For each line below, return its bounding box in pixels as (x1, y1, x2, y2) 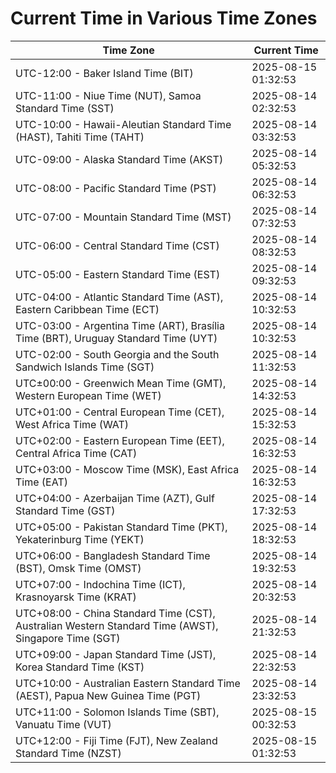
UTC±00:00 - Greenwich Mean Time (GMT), (15, 376, 227, 390)
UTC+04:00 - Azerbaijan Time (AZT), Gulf (15, 491, 215, 505)
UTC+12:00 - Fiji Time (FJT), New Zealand (15, 733, 218, 747)
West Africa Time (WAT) (15, 417, 130, 431)
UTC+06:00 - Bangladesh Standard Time (15, 548, 211, 562)
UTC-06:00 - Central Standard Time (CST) (15, 238, 220, 252)
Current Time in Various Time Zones (10, 7, 318, 30)
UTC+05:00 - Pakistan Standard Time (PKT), (15, 520, 228, 534)
